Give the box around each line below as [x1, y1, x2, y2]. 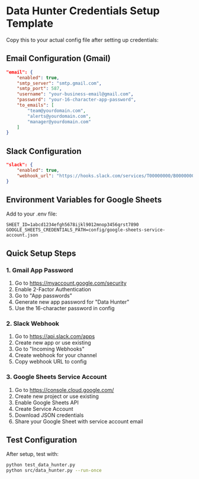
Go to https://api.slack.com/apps [14, 333, 95, 340]
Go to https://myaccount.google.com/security [14, 279, 127, 287]
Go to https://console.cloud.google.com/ [14, 386, 114, 393]
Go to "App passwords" [14, 292, 72, 300]
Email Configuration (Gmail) [6, 53, 111, 63]
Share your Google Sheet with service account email [14, 417, 143, 425]
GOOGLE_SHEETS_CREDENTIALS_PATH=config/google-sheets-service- [6, 227, 166, 233]
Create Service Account [14, 405, 73, 412]
